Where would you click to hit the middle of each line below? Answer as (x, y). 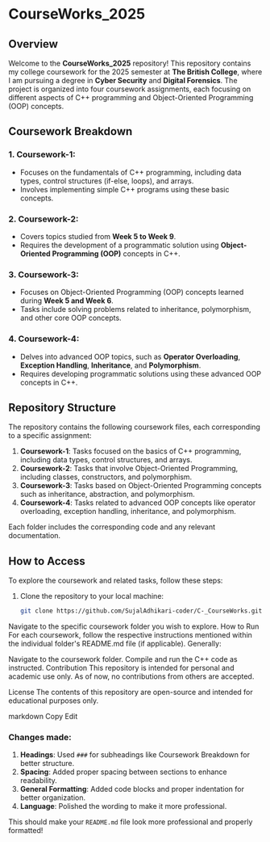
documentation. (35, 536)
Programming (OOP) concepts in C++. (116, 253)
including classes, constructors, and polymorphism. (106, 477)
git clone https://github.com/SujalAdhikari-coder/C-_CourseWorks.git (141, 611)
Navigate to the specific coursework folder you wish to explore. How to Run (134, 626)
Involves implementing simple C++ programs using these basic (125, 189)
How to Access (47, 561)
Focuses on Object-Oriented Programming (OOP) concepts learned (132, 293)
